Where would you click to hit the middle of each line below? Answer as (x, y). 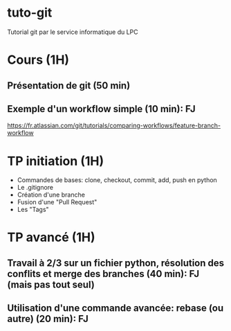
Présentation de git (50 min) (69, 86)
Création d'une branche (51, 195)
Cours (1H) (38, 60)
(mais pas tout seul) (51, 284)
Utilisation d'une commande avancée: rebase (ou (115, 308)
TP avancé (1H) (51, 238)
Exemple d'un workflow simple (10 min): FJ (101, 109)
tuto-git (30, 13)
